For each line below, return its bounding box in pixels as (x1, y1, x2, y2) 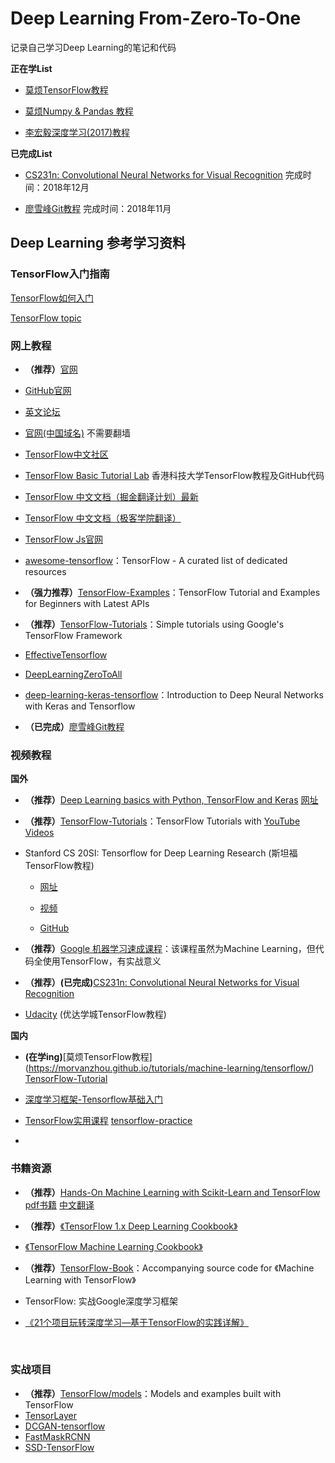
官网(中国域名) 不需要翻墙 (24, 427, 131, 439)
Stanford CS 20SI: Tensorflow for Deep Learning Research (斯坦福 (24, 847, 298, 859)
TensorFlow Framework (24, 629, 123, 641)
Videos (24, 827, 55, 839)
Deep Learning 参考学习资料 (10, 235, 186, 252)
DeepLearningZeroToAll (24, 668, 123, 680)
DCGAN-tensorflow (24, 1420, 106, 1432)
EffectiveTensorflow (24, 648, 108, 661)
